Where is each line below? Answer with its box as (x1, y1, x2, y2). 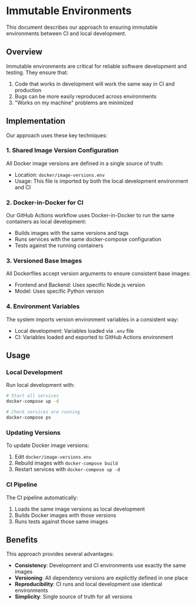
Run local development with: (6, 382, 75, 389)
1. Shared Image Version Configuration (6, 146, 119, 154)
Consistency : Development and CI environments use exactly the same (14, 562, 187, 569)
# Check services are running (6, 409, 81, 415)
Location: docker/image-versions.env (14, 171, 105, 178)
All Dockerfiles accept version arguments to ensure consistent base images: (6, 270, 191, 277)
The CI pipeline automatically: (6, 494, 78, 501)
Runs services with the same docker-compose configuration (14, 236, 162, 243)
